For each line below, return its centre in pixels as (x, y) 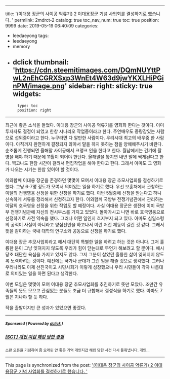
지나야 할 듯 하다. (31, 297)
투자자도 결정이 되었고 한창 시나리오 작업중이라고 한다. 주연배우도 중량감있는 (80, 131)
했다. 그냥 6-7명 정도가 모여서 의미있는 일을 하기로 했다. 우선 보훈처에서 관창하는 (84, 186)
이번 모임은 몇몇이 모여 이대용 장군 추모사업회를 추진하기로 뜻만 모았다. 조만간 (81, 284)
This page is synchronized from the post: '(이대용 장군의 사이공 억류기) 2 (79, 365)
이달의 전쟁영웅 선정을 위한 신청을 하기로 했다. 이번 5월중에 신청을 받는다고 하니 (83, 193)
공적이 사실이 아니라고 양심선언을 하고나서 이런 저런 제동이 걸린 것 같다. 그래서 (87, 224)
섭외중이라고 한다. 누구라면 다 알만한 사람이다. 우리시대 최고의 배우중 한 (85, 137)
